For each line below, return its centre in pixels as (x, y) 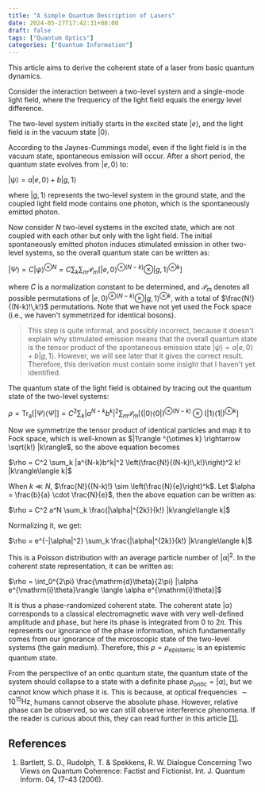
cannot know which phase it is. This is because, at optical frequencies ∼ (128, 692)
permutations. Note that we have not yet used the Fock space (151, 307)
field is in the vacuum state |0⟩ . (59, 133)
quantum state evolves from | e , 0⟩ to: (68, 164)
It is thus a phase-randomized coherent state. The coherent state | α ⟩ (120, 606)
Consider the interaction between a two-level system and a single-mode (126, 91)
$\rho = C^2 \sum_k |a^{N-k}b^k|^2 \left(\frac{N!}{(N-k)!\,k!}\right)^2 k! (125, 463)
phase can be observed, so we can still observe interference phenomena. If (132, 710)
